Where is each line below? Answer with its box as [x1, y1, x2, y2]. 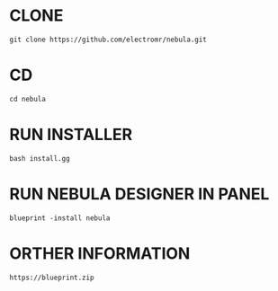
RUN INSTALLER [9, 125, 133, 145]
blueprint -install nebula [9, 213, 111, 223]
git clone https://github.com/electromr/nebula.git [9, 35, 207, 44]
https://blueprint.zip [9, 273, 94, 282]
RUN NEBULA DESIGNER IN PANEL [9, 184, 270, 204]
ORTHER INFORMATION [9, 243, 191, 263]
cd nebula [9, 94, 47, 103]
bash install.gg [9, 154, 70, 163]
